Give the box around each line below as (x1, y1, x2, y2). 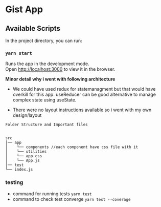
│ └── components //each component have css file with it (5, 144, 139, 150)
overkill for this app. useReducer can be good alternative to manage (12, 91, 156, 98)
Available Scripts (5, 24, 60, 33)
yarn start (5, 50, 32, 56)
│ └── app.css (5, 154, 42, 159)
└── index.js (5, 167, 33, 172)
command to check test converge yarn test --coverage (12, 196, 131, 202)
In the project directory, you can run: (5, 37, 82, 44)
